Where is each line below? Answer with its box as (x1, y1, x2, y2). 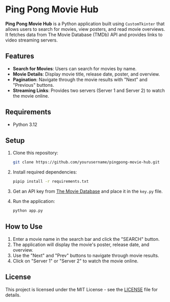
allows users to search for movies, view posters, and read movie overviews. (5, 26, 165, 32)
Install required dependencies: (12, 169, 77, 175)
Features (5, 52, 34, 61)
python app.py (12, 208, 43, 214)
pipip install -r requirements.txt (12, 179, 89, 184)
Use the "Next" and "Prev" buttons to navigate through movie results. (12, 252, 160, 258)
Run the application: (12, 198, 55, 204)
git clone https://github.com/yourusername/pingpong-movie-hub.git (12, 160, 160, 165)
